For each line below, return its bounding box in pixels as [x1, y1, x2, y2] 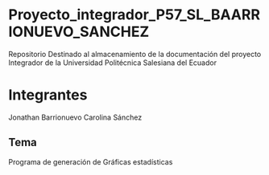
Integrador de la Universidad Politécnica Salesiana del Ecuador [8, 58, 217, 67]
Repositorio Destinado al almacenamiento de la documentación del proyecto [8, 49, 262, 59]
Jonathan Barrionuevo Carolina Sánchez [8, 112, 143, 122]
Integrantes [8, 86, 88, 104]
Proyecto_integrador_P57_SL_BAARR [8, 6, 260, 24]
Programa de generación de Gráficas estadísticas [8, 157, 173, 166]
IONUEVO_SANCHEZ [8, 22, 150, 41]
